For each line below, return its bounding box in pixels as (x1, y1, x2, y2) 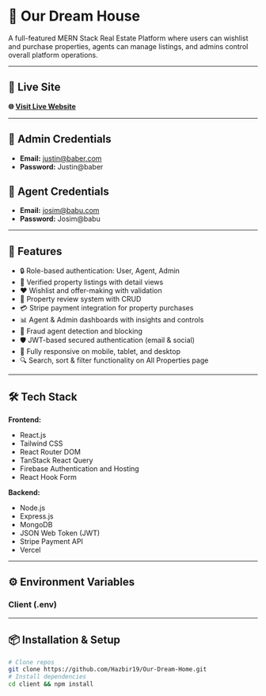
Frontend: (8, 415, 42, 424)
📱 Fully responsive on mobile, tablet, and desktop (19, 347, 180, 356)
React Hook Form (19, 473, 77, 481)
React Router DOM (19, 447, 82, 456)
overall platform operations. (8, 50, 98, 59)
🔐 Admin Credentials (8, 132, 112, 146)
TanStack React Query (19, 455, 93, 465)
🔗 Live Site (8, 81, 61, 94)
